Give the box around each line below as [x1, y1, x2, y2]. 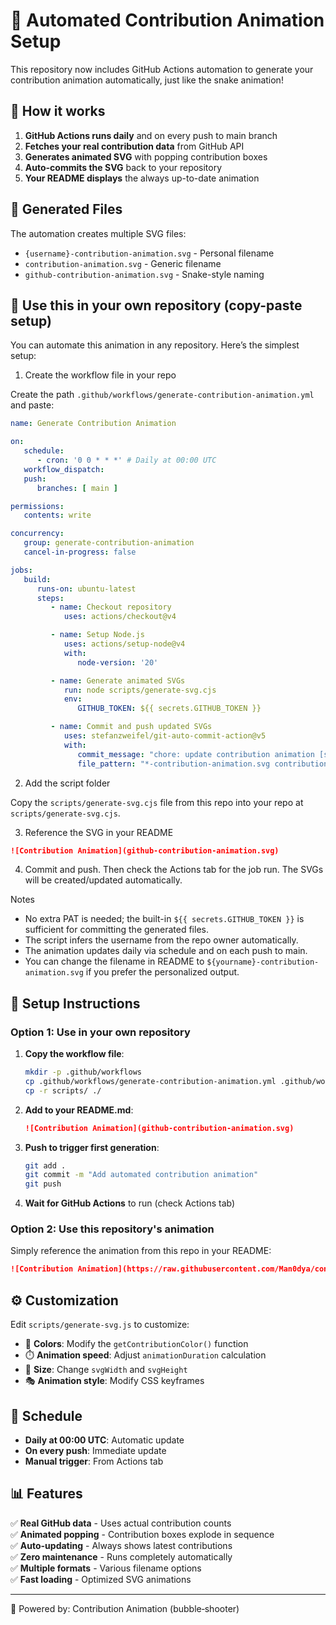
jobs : [10, 565, 33, 575]
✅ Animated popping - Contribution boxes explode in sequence [10, 1528, 275, 1540]
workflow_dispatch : [23, 464, 105, 474]
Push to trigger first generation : [24, 1141, 160, 1153]
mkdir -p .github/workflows [24, 1067, 142, 1078]
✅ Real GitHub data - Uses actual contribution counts [10, 1517, 232, 1529]
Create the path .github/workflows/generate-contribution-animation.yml [10, 389, 315, 401]
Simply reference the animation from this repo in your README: [10, 1245, 272, 1257]
